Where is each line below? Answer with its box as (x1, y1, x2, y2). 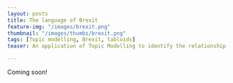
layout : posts (7, 10, 49, 17)
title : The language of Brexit (7, 17, 98, 24)
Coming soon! (7, 68, 47, 76)
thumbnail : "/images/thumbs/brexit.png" (7, 29, 127, 37)
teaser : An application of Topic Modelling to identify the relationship (7, 43, 227, 50)
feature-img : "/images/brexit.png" (7, 23, 111, 30)
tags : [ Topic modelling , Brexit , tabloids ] (7, 36, 136, 43)
